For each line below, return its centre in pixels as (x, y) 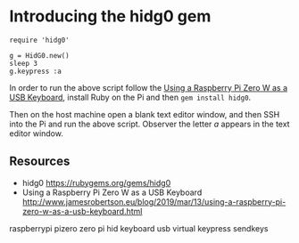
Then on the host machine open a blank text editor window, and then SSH (145, 114)
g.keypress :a (36, 71)
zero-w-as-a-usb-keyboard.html (82, 211)
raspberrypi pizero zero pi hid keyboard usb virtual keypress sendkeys (139, 228)
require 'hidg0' (39, 40)
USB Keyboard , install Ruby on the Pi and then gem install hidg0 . (130, 97)
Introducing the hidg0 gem (110, 16)
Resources (40, 162)
